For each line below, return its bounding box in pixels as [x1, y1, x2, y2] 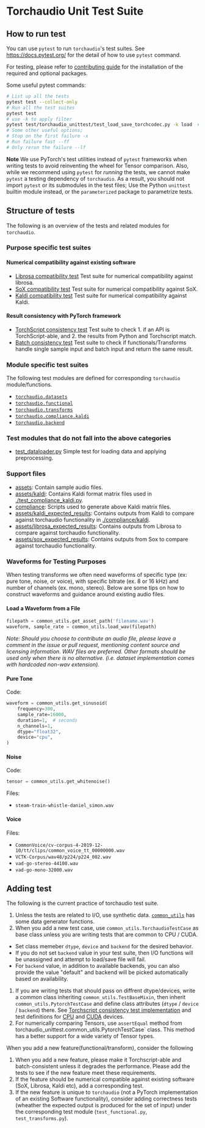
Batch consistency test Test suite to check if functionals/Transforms [15, 339, 187, 346]
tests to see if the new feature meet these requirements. [15, 1069, 157, 1077]
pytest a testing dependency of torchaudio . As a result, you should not [6, 175, 185, 182]
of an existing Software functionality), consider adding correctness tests [15, 1095, 197, 1102]
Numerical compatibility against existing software [6, 258, 136, 266]
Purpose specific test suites [6, 243, 92, 252]
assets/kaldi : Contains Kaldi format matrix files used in [15, 490, 153, 497]
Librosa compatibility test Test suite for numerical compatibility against [15, 272, 193, 279]
